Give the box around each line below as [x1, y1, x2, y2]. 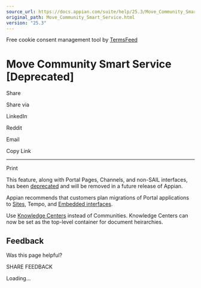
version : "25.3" [6, 20, 47, 26]
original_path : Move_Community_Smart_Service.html [6, 14, 135, 20]
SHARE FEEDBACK [6, 264, 53, 271]
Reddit [6, 124, 23, 131]
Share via [6, 101, 30, 108]
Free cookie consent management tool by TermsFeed [6, 36, 138, 44]
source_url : [6, 8, 36, 15]
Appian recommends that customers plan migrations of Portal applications [6, 194, 190, 201]
